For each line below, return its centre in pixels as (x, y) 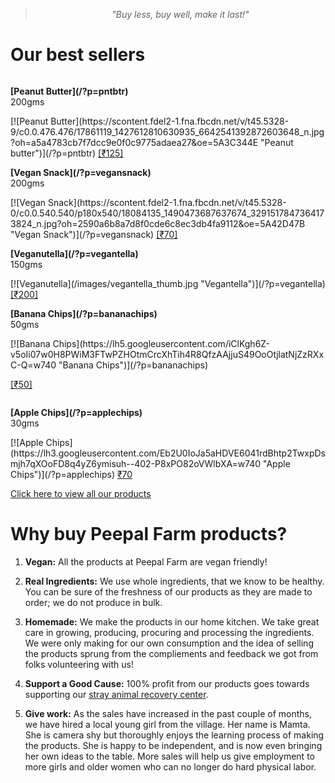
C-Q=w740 (33, 365)
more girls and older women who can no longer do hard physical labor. (170, 766)
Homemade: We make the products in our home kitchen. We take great (172, 621)
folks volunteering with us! (79, 664)
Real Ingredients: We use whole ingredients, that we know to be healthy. (174, 581)
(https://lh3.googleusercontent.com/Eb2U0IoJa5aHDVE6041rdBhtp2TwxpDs (168, 453)
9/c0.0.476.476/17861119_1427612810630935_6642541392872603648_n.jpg (167, 131)
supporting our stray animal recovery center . (116, 694)
